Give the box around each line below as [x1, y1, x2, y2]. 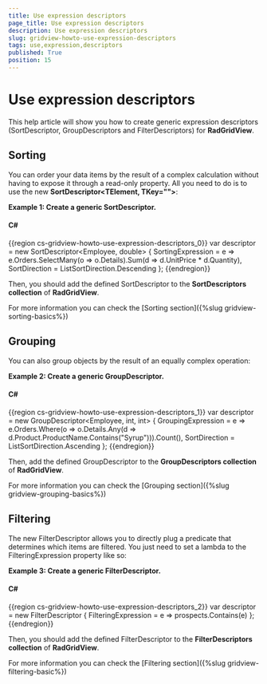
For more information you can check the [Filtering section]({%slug [8, 658, 226, 667]
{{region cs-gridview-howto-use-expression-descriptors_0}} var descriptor [8, 238, 257, 247]
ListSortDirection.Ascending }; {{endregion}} [8, 441, 155, 451]
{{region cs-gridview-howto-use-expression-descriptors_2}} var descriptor [8, 602, 257, 611]
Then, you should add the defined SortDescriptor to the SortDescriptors [8, 279, 247, 288]
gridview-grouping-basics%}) [8, 488, 107, 499]
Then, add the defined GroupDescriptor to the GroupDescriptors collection [8, 457, 257, 466]
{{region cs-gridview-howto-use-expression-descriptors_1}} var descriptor [8, 407, 254, 417]
